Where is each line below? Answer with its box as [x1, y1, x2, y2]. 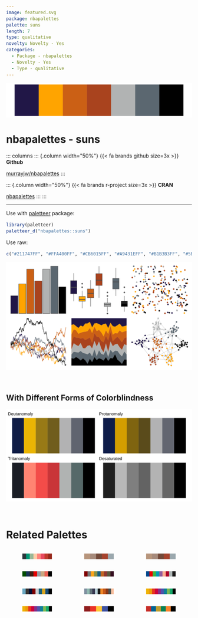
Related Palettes [6, 528, 88, 542]
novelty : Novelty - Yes [6, 41, 65, 47]
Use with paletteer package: [6, 209, 75, 216]
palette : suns [6, 22, 41, 28]
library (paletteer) [6, 222, 54, 228]
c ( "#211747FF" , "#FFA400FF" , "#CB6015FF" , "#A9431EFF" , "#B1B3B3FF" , [6, 251, 181, 257]
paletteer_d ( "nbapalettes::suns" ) [6, 228, 91, 234]
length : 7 [6, 28, 31, 34]
